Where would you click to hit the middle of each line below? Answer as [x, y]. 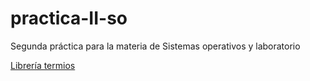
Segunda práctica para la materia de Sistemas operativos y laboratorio [155, 46]
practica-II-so [69, 18]
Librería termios [43, 65]
